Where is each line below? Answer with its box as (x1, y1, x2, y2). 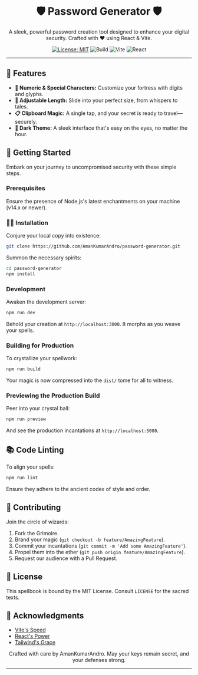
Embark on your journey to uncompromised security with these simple (6, 163, 177, 170)
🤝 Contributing (6, 502, 61, 513)
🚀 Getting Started (6, 148, 71, 158)
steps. (6, 169, 21, 177)
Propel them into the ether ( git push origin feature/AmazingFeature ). (14, 548, 186, 555)
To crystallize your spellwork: (6, 355, 78, 362)
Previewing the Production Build (6, 391, 100, 400)
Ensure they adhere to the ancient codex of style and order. (6, 485, 151, 492)
